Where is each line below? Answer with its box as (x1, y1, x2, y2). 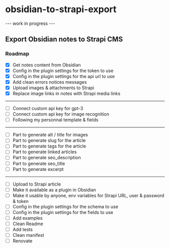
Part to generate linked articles (12, 149, 77, 155)
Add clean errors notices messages (12, 79, 87, 85)
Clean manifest (12, 232, 45, 238)
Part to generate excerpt (12, 166, 64, 172)
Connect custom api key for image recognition (12, 111, 110, 117)
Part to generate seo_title (12, 160, 65, 166)
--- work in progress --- (5, 20, 56, 26)
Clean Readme (12, 221, 44, 227)
